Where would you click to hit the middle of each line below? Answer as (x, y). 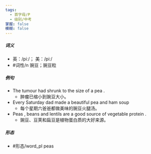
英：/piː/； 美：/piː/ (32, 59)
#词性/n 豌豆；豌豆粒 (34, 65)
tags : (11, 10)
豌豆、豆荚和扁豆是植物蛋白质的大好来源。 (64, 120)
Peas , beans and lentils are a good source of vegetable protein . (80, 114)
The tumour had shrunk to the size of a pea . (59, 91)
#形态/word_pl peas (33, 146)
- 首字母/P (20, 15)
